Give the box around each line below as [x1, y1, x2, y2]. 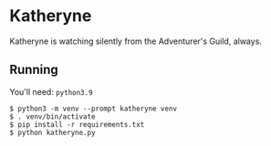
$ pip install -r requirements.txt [9, 120, 145, 129]
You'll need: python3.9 [9, 86, 93, 97]
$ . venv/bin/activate [9, 111, 96, 121]
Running [9, 62, 59, 78]
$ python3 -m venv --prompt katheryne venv [9, 104, 178, 113]
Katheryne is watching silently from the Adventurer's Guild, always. [9, 36, 263, 47]
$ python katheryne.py [9, 128, 96, 137]
